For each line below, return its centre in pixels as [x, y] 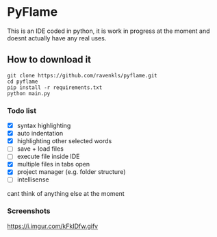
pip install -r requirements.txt [55, 87]
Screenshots [29, 211]
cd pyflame [23, 82]
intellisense [33, 179]
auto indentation [40, 134]
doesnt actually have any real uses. [57, 38]
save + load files [40, 149]
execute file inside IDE [48, 157]
